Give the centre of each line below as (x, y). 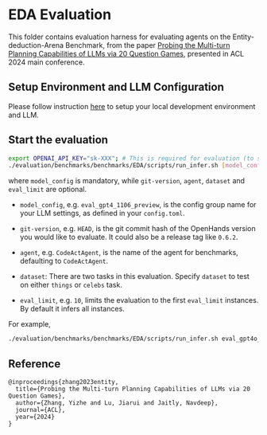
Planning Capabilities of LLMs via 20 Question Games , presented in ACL (126, 53)
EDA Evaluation (60, 15)
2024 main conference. (46, 62)
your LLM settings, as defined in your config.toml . (102, 214)
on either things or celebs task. (71, 285)
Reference (35, 364)
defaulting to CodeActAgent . (64, 261)
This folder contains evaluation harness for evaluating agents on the (120, 37)
